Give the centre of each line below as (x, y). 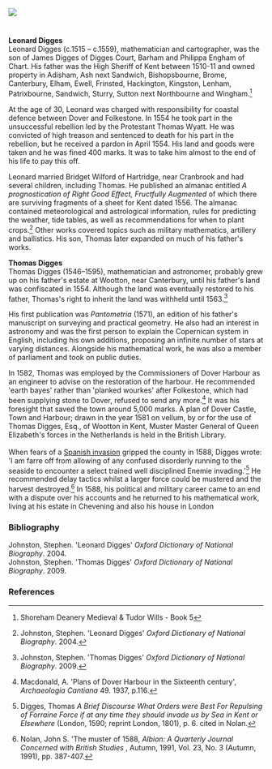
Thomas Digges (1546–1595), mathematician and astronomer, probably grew (136, 271)
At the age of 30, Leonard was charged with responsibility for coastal (123, 109)
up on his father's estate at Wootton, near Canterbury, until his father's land (134, 280)
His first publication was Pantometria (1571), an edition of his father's (123, 314)
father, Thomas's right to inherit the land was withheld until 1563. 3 (118, 298)
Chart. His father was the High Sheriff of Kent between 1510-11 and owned (132, 67)
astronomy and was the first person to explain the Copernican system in (129, 332)
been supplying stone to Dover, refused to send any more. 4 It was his (124, 400)
